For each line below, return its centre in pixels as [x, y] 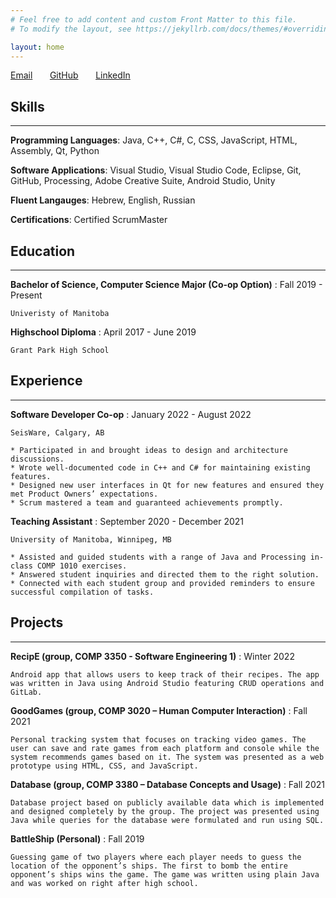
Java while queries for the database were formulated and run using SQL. [167, 820]
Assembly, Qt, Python [55, 151]
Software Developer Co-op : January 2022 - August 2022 [131, 414]
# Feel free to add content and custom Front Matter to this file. [154, 19]
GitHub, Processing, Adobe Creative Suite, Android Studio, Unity [143, 181]
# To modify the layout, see [71, 29]
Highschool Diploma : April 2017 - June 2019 [103, 332]
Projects [37, 622]
